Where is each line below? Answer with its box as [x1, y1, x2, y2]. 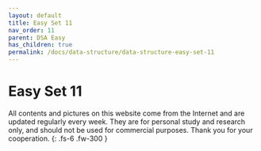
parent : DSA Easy [8, 33, 66, 42]
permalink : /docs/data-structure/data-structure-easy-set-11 [8, 48, 215, 56]
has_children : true [8, 41, 73, 49]
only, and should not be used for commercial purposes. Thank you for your [8, 125, 253, 134]
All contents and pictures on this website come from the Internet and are [8, 108, 245, 118]
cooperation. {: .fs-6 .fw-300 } [8, 134, 108, 143]
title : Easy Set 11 [8, 19, 73, 27]
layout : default [8, 11, 62, 20]
